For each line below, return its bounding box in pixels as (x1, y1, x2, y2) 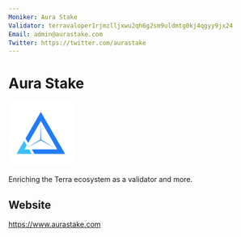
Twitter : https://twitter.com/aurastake (8, 39, 147, 47)
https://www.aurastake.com (8, 219, 101, 229)
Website (8, 198, 51, 212)
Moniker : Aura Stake (8, 13, 78, 21)
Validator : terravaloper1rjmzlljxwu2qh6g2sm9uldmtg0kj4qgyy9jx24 (8, 21, 233, 30)
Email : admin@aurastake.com (8, 30, 104, 38)
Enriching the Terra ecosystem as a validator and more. (8, 175, 193, 184)
